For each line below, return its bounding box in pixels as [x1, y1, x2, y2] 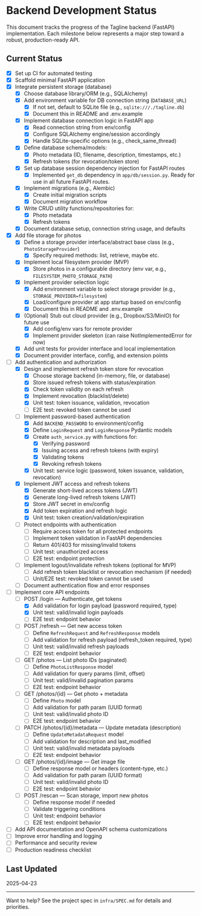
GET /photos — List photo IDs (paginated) [23, 656, 127, 663]
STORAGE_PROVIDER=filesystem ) [32, 292, 108, 299]
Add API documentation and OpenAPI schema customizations [14, 826, 167, 833]
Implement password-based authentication [23, 412, 130, 420]
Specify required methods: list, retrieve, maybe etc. [32, 252, 160, 259]
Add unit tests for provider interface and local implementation [23, 345, 175, 352]
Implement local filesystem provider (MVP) [23, 259, 130, 266]
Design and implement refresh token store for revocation [23, 366, 164, 373]
